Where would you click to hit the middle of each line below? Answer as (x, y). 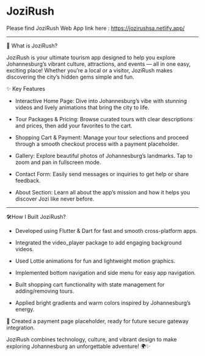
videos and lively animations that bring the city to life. (82, 107)
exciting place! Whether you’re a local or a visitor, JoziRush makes (89, 70)
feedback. (28, 180)
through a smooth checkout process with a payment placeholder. (97, 144)
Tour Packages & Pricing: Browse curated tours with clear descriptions (104, 119)
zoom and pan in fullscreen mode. (58, 162)
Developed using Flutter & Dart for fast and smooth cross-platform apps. (106, 230)
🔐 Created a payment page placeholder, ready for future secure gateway (98, 321)
